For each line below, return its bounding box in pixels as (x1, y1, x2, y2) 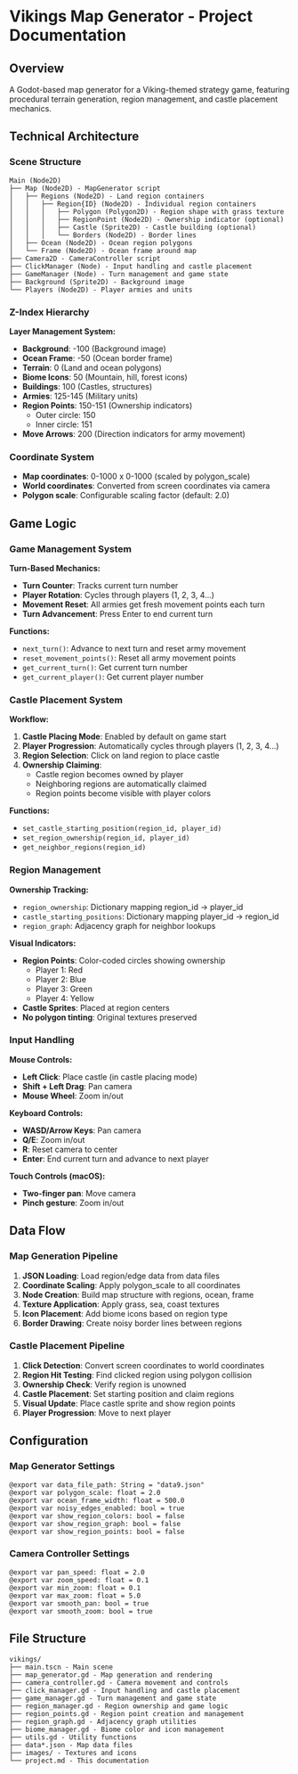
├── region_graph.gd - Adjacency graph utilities (9, 1717, 197, 1726)
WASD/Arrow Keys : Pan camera (21, 1125, 142, 1136)
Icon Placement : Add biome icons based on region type (21, 1308, 229, 1318)
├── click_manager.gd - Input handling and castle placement (9, 1686, 241, 1695)
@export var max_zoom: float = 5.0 (9, 1591, 141, 1600)
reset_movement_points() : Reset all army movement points (21, 653, 237, 663)
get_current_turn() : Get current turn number (21, 661, 189, 672)
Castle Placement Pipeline (9, 1340, 125, 1352)
